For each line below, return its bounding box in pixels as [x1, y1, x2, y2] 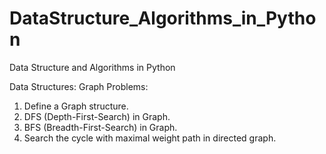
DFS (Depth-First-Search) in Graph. [23, 110, 171, 122]
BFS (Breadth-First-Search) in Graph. [23, 121, 178, 133]
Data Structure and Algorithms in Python [9, 61, 176, 73]
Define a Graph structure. [23, 100, 129, 112]
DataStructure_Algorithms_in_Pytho [9, 7, 317, 30]
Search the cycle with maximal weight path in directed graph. [23, 132, 277, 144]
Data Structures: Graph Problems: [9, 80, 149, 92]
